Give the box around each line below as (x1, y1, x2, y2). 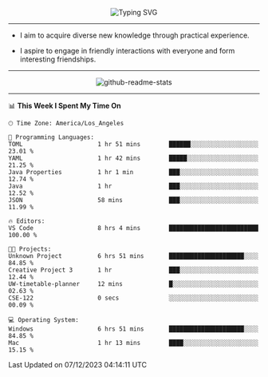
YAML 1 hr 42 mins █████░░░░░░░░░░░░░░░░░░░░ (8, 154, 259, 162)
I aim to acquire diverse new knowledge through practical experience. (19, 30, 250, 40)
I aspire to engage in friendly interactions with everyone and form (19, 46, 235, 55)
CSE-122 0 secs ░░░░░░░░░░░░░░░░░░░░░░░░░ (8, 294, 259, 302)
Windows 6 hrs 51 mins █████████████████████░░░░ (8, 325, 259, 333)
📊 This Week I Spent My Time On (8, 101, 121, 110)
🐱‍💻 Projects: (8, 245, 52, 253)
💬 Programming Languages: (8, 133, 94, 141)
